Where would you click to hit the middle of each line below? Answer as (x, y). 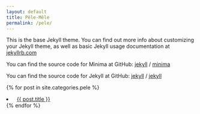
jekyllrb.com (22, 53)
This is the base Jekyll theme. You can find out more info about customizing (100, 40)
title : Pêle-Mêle (28, 17)
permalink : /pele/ (29, 23)
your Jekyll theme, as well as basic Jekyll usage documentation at (88, 46)
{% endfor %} (23, 106)
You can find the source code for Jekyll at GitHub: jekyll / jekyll (84, 76)
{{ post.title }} (33, 99)
